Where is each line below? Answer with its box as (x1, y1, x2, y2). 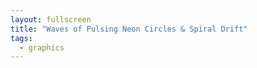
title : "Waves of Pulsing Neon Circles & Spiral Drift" (10, 24, 248, 34)
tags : (10, 33, 33, 43)
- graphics (19, 42, 65, 53)
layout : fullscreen (10, 14, 92, 25)
